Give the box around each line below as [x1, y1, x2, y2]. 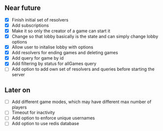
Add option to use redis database [11, 121, 80, 127]
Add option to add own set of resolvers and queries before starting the [11, 66, 155, 72]
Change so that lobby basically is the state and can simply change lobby [11, 34, 158, 39]
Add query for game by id [11, 55, 64, 61]
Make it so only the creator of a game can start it [11, 28, 110, 34]
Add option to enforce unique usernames [11, 115, 95, 121]
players [11, 105, 27, 110]
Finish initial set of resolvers [11, 17, 69, 22]
